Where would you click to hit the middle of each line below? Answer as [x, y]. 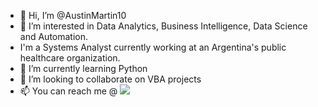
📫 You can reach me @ [68, 91]
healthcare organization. [70, 58]
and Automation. [54, 36]
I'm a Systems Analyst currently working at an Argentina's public [153, 47]
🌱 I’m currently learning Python [83, 68]
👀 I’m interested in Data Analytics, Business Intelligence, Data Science [163, 26]
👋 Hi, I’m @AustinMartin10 [73, 15]
